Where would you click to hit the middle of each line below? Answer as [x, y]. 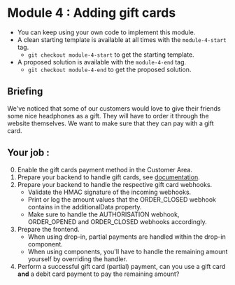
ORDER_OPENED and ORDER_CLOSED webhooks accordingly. [117, 221]
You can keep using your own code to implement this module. [106, 32]
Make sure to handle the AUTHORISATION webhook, [104, 214]
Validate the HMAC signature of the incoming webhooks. [109, 192]
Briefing [25, 91]
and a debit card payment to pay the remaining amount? [98, 274]
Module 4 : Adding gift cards [92, 13]
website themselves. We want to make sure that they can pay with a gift [111, 123]
